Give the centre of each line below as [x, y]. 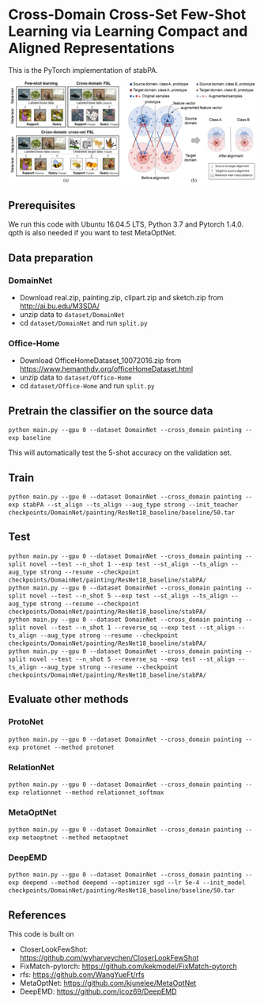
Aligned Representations [92, 48]
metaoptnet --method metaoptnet [75, 838]
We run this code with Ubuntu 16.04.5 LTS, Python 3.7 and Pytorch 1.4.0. [126, 224]
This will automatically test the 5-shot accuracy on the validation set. [120, 452]
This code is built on [41, 934]
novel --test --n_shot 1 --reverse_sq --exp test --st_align [132, 628]
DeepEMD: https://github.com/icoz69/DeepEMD [98, 991]
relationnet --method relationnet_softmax [93, 792]
